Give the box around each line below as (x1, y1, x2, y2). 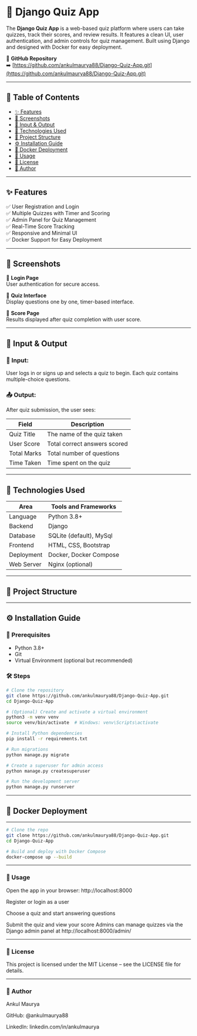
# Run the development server (6, 778, 80, 784)
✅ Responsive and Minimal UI (6, 229, 77, 236)
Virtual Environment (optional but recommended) (14, 657, 133, 664)
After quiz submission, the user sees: (6, 406, 96, 413)
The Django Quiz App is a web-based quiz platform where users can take (6, 25, 185, 32)
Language (9, 513, 37, 521)
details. (6, 967, 24, 974)
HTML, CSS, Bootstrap (47, 541, 110, 549)
